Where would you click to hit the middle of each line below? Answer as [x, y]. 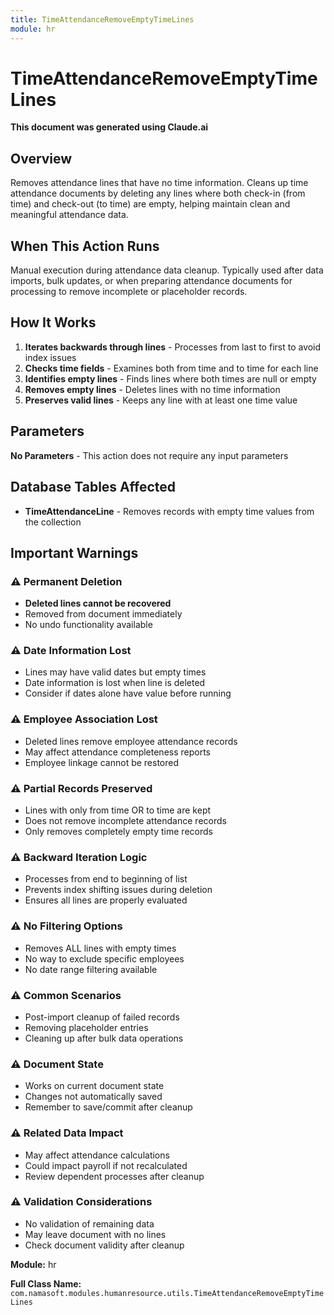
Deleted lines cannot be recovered [98, 603]
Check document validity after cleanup [104, 1245]
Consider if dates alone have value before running [128, 693]
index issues [50, 357]
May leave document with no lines [95, 1234]
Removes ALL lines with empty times [100, 948]
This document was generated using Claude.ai [109, 127]
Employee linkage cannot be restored [102, 762]
